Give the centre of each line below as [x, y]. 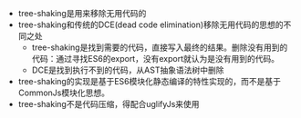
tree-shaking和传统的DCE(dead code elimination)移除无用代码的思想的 [151, 25]
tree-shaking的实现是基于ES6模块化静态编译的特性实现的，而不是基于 [149, 81]
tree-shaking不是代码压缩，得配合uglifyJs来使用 [109, 104]
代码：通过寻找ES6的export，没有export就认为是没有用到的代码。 [156, 59]
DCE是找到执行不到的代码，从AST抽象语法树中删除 [128, 70]
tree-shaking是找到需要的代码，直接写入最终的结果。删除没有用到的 [160, 47]
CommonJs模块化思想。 [63, 93]
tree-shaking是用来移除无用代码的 [82, 13]
